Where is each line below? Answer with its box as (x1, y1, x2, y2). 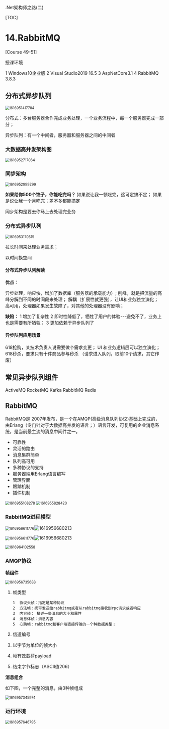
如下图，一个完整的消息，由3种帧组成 (5, 685, 83, 691)
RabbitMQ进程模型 (5, 513, 51, 520)
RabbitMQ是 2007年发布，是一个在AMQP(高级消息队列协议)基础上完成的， (5, 416, 160, 422)
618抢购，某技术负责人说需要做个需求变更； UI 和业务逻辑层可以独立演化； (5, 344, 161, 350)
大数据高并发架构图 (5, 146, 52, 153)
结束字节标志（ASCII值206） (12, 664, 72, 670)
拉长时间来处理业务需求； (5, 244, 58, 250)
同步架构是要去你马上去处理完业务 (5, 209, 76, 215)
